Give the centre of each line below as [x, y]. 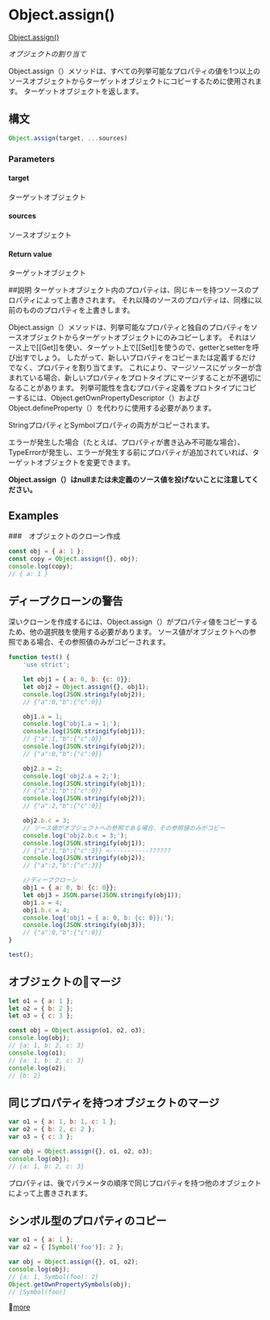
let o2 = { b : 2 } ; [41, 1009]
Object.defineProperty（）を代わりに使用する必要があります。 [112, 408]
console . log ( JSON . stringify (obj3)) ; [85, 925]
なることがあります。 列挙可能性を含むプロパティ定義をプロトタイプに [125, 388]
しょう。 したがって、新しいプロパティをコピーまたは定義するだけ [146, 357]
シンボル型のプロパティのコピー [87, 1220]
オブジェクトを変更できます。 [85, 462]
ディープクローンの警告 [66, 601]
